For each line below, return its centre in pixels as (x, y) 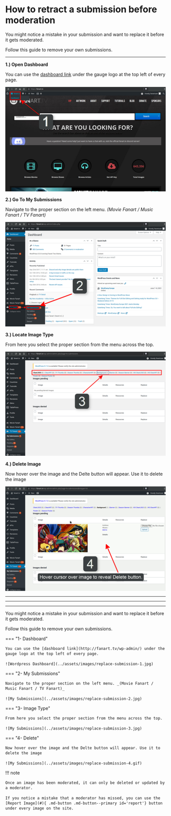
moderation (30, 20)
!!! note (13, 773)
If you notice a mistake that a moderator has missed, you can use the (83, 798)
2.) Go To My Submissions (34, 199)
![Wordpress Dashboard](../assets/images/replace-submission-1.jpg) (79, 664)
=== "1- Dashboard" (27, 639)
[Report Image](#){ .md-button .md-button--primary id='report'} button (84, 803)
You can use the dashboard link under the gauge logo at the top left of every (85, 74)
